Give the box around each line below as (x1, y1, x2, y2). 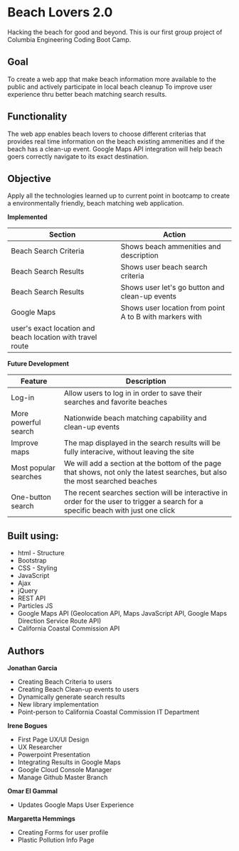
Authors (7, 645, 45, 657)
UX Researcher (17, 743, 63, 751)
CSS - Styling (17, 564, 58, 572)
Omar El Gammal (7, 787, 58, 795)
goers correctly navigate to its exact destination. (7, 152, 149, 161)
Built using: (7, 530, 59, 542)
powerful (11, 417, 41, 427)
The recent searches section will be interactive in (63, 488, 228, 498)
